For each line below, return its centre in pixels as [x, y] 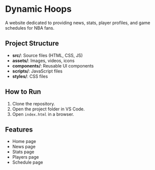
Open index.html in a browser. [43, 114]
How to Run [23, 92]
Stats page [23, 152]
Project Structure [32, 44]
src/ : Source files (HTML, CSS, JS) [47, 55]
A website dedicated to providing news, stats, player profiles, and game [78, 23]
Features [19, 129]
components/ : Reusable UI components [53, 66]
